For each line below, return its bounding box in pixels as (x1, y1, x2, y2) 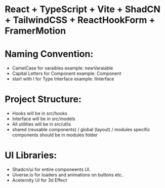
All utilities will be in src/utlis (12, 121, 71, 127)
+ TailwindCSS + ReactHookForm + (5, 14, 155, 26)
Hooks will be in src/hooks (12, 110, 68, 117)
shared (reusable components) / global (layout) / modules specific (12, 127, 150, 133)
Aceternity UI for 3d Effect (12, 177, 67, 183)
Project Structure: (5, 94, 81, 105)
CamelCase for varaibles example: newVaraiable (12, 65, 113, 71)
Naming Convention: (5, 48, 94, 60)
